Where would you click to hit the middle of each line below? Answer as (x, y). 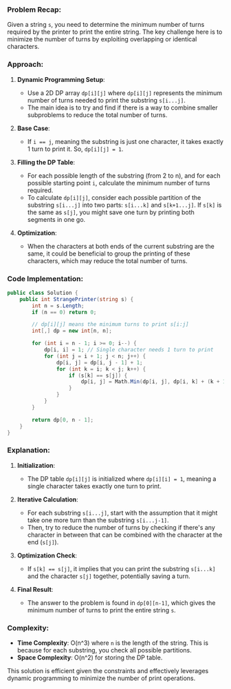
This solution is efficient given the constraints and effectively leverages (108, 670)
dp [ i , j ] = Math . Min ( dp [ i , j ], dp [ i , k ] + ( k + (150, 382)
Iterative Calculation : (48, 499)
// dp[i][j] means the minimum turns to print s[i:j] (110, 325)
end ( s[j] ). (43, 542)
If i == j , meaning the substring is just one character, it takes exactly (125, 141)
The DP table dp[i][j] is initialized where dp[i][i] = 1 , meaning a (122, 479)
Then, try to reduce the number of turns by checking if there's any (121, 527)
